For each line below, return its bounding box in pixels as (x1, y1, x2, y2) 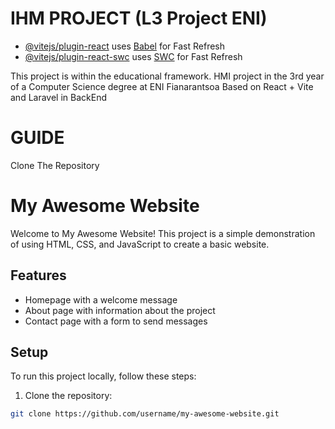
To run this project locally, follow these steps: (10, 370, 197, 382)
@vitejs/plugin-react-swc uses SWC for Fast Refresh (24, 50, 243, 62)
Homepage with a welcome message (24, 293, 178, 306)
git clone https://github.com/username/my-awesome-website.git (10, 409, 280, 419)
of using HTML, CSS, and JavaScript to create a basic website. (10, 238, 270, 250)
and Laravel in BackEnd (10, 91, 107, 103)
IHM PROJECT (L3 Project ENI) (10, 7, 268, 30)
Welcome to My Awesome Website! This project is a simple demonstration (10, 227, 316, 239)
